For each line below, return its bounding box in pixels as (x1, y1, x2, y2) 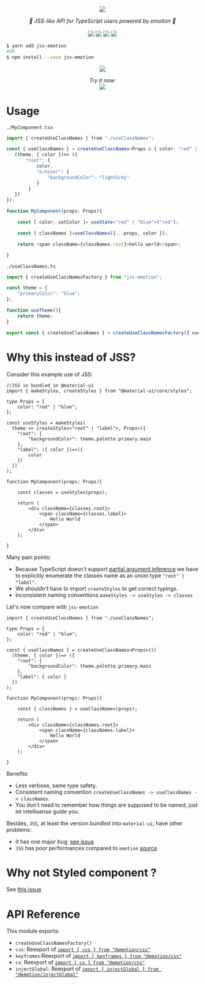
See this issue (6, 886, 41, 893)
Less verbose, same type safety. (15, 782, 98, 789)
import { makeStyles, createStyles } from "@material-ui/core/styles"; (6, 388, 192, 394)
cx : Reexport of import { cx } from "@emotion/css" (15, 959, 145, 966)
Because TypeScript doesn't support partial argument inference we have (15, 565, 198, 572)
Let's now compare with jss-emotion (6, 603, 99, 610)
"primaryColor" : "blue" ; (17, 291, 81, 297)
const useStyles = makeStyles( (6, 420, 86, 426)
